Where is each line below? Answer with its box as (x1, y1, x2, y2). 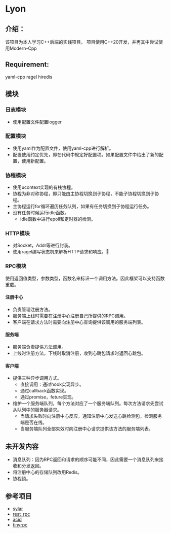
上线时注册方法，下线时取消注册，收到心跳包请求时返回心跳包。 (12, 350, 146, 356)
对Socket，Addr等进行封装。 (12, 242, 73, 249)
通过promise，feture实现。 (20, 394, 76, 400)
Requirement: (5, 60, 50, 69)
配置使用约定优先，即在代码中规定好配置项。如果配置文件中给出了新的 (12, 151, 159, 157)
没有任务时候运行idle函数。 (12, 210, 69, 216)
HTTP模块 (5, 230, 30, 237)
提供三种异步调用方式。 (12, 375, 62, 381)
